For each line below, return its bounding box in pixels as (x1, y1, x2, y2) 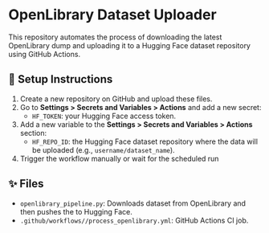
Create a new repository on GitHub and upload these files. (19, 94, 213, 104)
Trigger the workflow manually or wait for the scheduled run (19, 153, 219, 163)
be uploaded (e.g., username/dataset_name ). (31, 145, 175, 154)
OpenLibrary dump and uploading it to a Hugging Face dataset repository (8, 40, 251, 50)
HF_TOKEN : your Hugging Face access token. (31, 111, 177, 121)
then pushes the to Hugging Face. (19, 206, 132, 216)
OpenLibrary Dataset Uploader (8, 6, 217, 24)
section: (19, 128, 47, 137)
